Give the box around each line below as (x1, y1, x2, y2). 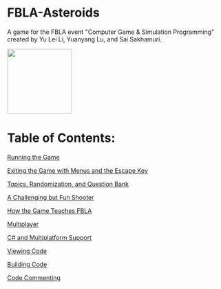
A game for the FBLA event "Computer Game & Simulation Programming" (7, 28, 215, 36)
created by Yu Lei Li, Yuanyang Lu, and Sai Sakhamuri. (7, 35, 162, 43)
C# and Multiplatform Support (7, 233, 92, 241)
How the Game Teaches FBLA (7, 206, 92, 215)
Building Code (7, 260, 48, 268)
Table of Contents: (7, 130, 116, 146)
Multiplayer (7, 220, 39, 228)
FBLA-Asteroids (7, 5, 100, 21)
